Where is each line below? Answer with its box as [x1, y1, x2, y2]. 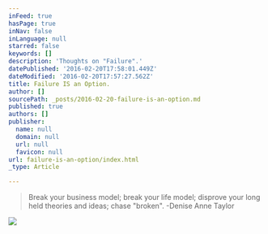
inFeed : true [8, 11, 53, 20]
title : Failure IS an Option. [8, 80, 111, 88]
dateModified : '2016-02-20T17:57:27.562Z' [8, 72, 154, 80]
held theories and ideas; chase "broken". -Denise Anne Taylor [28, 201, 235, 211]
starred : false [8, 42, 60, 50]
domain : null [15, 132, 60, 141]
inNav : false [8, 27, 53, 35]
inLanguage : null [8, 34, 67, 43]
